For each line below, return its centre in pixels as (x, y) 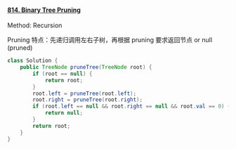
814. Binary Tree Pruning (44, 10)
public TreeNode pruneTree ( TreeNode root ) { (86, 67)
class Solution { (33, 61)
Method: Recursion (35, 25)
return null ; (64, 113)
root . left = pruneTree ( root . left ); (85, 93)
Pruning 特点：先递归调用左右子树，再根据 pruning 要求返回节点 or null (110, 40)
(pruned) (20, 48)
